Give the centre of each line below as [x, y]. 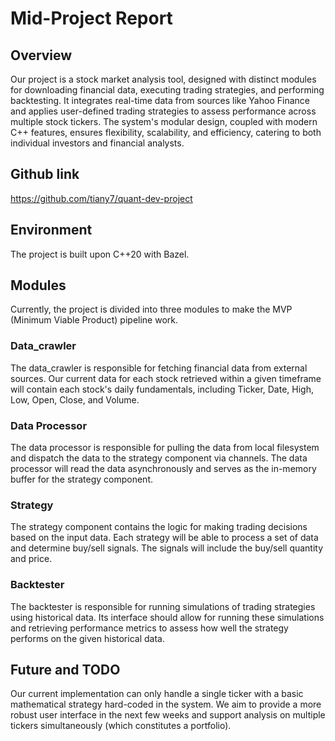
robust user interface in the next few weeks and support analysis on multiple [168, 715]
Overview [41, 55]
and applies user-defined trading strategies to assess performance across [163, 111]
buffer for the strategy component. [81, 479]
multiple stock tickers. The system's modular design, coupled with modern [164, 121]
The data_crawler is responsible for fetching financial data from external [159, 368]
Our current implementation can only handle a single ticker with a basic [157, 694]
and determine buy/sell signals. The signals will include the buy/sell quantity [167, 548]
